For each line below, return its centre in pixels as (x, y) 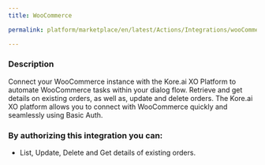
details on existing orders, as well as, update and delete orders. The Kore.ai (131, 98)
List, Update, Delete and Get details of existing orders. (107, 153)
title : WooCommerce (40, 15)
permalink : (26, 30)
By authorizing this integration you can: (86, 135)
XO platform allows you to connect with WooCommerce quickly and (118, 107)
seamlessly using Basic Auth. (56, 114)
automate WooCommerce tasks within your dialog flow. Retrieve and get (125, 90)
